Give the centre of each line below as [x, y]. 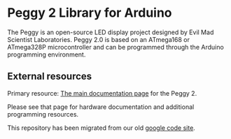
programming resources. [43, 114]
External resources [50, 76]
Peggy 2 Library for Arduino [90, 13]
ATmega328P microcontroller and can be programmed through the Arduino [115, 47]
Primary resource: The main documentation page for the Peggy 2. [102, 93]
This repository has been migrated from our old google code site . [101, 128]
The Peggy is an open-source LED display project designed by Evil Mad [111, 32]
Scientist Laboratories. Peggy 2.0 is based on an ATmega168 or [99, 39]
